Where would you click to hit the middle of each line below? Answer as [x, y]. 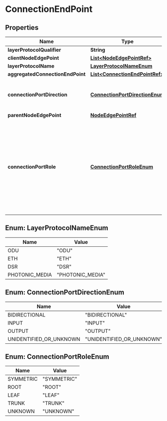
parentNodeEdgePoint [35, 115]
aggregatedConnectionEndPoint [47, 74]
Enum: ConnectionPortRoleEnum [57, 357]
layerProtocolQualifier [34, 50]
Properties [22, 28]
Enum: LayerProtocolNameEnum [57, 228]
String [98, 50]
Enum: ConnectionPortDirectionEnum [65, 292]
